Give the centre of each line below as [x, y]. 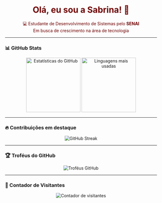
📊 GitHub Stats [23, 48]
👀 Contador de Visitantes [35, 185]
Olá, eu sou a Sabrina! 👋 [81, 10]
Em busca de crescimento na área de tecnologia [81, 31]
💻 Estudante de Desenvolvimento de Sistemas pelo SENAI [81, 23]
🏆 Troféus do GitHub [30, 156]
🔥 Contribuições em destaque [41, 128]
